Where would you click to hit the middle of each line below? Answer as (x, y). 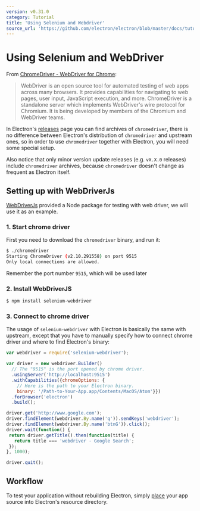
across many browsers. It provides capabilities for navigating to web (104, 92)
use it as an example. (32, 211)
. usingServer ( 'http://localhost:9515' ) (61, 375)
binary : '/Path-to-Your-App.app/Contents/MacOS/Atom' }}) (89, 391)
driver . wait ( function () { (38, 429)
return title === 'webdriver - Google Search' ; (74, 441)
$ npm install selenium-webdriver (49, 301)
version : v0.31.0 (28, 12)
